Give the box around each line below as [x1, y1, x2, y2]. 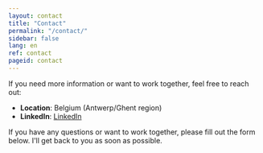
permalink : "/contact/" [8, 27, 88, 35]
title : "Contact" [8, 19, 67, 27]
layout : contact [8, 11, 63, 20]
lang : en [8, 42, 38, 50]
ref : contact [8, 49, 52, 57]
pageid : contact [8, 57, 63, 65]
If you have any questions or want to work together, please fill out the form [8, 126, 256, 137]
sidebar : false [8, 34, 60, 43]
